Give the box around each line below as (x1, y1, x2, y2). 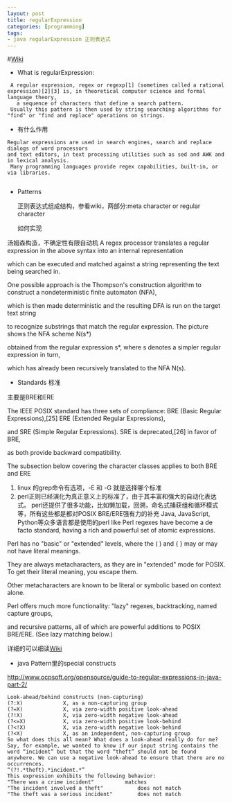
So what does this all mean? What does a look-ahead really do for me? (7, 736, 218, 743)
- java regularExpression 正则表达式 (7, 36, 111, 43)
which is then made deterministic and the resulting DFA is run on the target (7, 302, 220, 310)
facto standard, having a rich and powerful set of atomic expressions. (17, 526, 216, 535)
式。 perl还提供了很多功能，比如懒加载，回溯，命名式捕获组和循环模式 (17, 501, 219, 510)
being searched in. (7, 268, 61, 276)
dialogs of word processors (7, 145, 89, 153)
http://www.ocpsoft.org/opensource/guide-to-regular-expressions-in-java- (7, 673, 222, 682)
